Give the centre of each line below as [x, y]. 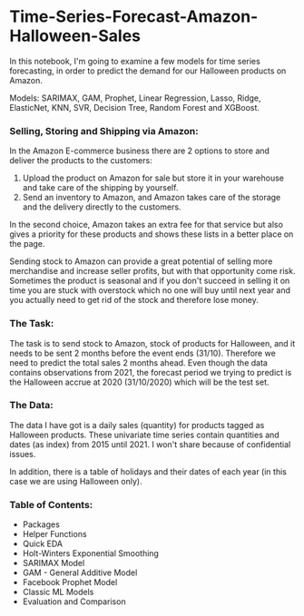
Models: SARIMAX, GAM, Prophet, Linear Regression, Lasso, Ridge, [135, 98]
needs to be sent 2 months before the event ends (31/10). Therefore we [143, 353]
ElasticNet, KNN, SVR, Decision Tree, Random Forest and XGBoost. [135, 107]
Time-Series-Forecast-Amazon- [134, 17]
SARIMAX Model [54, 563]
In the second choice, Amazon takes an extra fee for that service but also [147, 225]
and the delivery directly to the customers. [102, 207]
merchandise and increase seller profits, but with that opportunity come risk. [152, 271]
